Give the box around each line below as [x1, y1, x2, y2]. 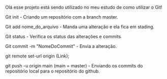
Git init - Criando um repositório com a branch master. [5, 14, 118, 20]
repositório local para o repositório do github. [5, 68, 100, 74]
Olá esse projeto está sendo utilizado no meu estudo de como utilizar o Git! [5, 5, 162, 10]
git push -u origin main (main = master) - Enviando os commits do [5, 63, 143, 68]
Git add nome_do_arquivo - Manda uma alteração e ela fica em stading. [5, 24, 155, 30]
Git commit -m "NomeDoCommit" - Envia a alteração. [5, 43, 117, 49]
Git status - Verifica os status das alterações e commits [5, 34, 121, 39]
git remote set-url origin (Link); [5, 53, 70, 59]
